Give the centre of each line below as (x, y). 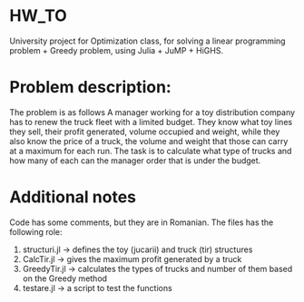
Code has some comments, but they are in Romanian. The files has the (142, 222)
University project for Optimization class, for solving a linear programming (147, 41)
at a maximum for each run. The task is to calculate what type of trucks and (151, 151)
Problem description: (91, 88)
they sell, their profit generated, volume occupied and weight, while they (145, 132)
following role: (36, 231)
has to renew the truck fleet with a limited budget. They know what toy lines (151, 122)
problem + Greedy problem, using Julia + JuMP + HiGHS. (117, 50)
